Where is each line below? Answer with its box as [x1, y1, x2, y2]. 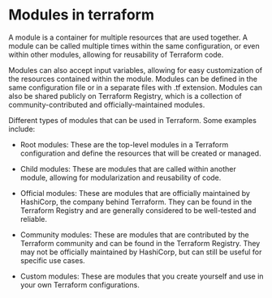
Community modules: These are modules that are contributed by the [19, 229, 249, 240]
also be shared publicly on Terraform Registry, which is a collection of [8, 91, 242, 100]
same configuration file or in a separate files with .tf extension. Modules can [8, 83, 262, 92]
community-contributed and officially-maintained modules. [8, 100, 205, 109]
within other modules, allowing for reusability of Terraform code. [8, 49, 224, 59]
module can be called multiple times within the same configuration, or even [8, 40, 260, 50]
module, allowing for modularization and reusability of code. [19, 172, 222, 182]
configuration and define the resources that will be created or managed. [19, 148, 261, 158]
